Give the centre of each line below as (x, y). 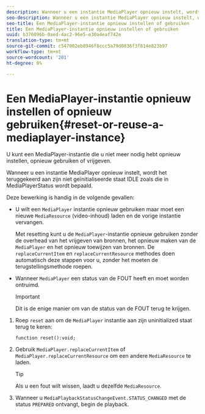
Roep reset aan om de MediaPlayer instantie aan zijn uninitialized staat (103, 321)
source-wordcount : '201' (38, 57)
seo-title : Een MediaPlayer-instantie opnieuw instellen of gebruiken (98, 23)
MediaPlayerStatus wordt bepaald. (50, 186)
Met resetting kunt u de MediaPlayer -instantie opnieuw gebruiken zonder (106, 234)
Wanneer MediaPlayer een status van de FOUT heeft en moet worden (102, 278)
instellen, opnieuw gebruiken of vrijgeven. (59, 161)
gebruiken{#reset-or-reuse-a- (85, 124)
